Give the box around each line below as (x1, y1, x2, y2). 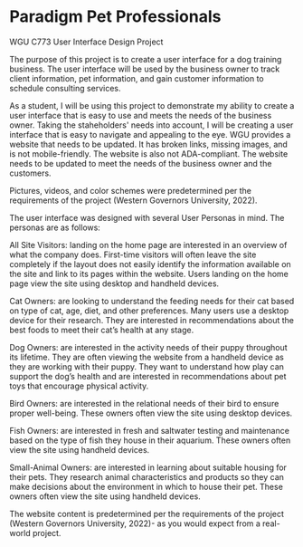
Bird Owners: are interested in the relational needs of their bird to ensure (9, 398, 279, 408)
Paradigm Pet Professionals (9, 6, 222, 27)
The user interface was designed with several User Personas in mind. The (9, 212, 285, 223)
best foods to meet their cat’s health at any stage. (9, 324, 194, 335)
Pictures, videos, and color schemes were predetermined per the (9, 185, 251, 196)
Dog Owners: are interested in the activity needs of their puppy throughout (9, 341, 288, 352)
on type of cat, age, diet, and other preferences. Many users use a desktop (9, 305, 289, 316)
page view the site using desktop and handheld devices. (9, 278, 220, 289)
